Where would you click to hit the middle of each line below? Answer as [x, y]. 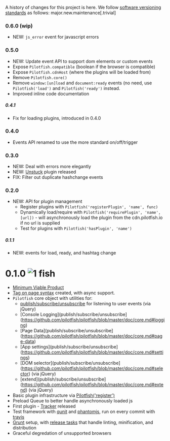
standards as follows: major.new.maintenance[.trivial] [61, 13]
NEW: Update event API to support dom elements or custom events [82, 61]
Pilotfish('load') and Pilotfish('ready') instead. [66, 88]
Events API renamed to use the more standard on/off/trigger [75, 142]
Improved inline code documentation [51, 93]
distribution [25, 428]
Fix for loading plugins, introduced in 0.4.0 [57, 118]
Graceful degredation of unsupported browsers [62, 433]
